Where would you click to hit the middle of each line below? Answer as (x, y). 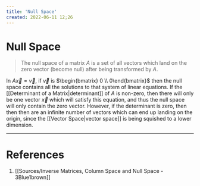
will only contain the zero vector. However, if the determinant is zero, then (96, 106)
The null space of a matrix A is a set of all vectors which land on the (104, 63)
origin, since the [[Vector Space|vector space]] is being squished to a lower (99, 119)
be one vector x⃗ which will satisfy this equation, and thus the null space (96, 100)
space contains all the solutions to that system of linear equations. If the (94, 87)
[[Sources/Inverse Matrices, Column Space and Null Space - (89, 171)
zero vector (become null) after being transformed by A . (89, 70)
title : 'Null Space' (32, 12)
